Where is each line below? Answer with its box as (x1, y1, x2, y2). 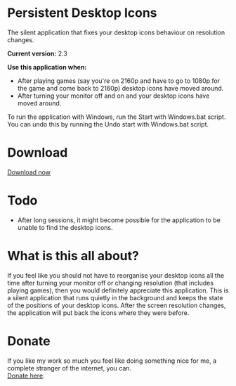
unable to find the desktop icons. (17, 223, 113, 231)
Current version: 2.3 (7, 49, 68, 58)
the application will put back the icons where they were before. (7, 308, 190, 317)
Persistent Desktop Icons (7, 5, 157, 21)
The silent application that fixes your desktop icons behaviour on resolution (7, 28, 225, 37)
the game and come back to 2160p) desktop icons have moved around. (17, 84, 224, 92)
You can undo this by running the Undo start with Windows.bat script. (7, 120, 209, 128)
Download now (7, 167, 51, 176)
